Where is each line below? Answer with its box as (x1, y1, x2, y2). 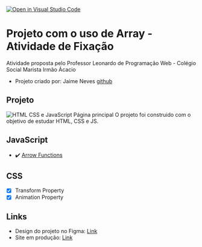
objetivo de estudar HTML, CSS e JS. (6, 117, 99, 125)
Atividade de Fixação (6, 40, 114, 54)
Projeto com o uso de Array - (6, 27, 153, 40)
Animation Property (14, 193, 64, 201)
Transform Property (14, 187, 65, 194)
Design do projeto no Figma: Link (14, 228, 98, 235)
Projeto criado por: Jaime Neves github (14, 77, 113, 84)
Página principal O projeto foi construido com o (73, 111, 191, 118)
